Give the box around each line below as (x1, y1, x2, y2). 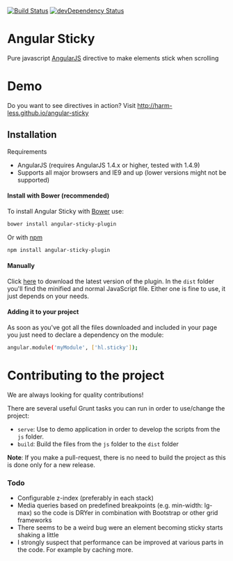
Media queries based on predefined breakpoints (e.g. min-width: (17, 501, 203, 509)
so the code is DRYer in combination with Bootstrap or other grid (33, 509, 218, 517)
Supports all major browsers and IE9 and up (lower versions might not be (17, 168, 227, 177)
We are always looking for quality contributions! (7, 390, 144, 399)
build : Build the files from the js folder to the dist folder (17, 439, 179, 448)
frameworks (17, 516, 52, 525)
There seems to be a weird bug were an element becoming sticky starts (17, 523, 223, 532)
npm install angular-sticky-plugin (7, 246, 111, 253)
